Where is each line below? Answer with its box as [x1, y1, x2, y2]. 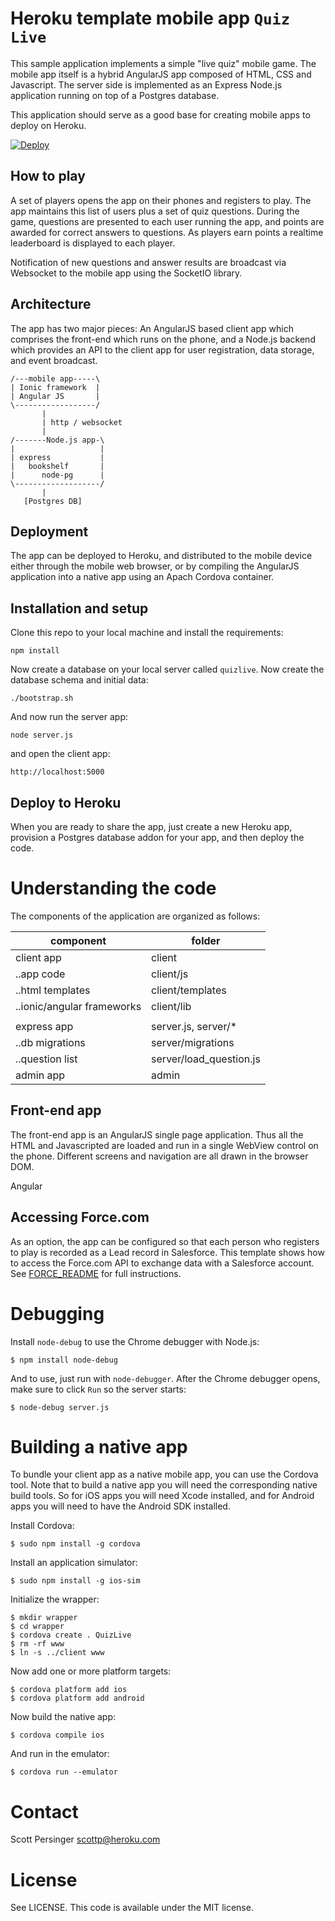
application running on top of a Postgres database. [10, 89, 220, 101]
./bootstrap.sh [10, 693, 74, 704]
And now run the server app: [10, 711, 129, 723]
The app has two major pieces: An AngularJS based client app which [10, 322, 294, 334]
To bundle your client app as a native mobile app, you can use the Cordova [10, 1468, 319, 1481]
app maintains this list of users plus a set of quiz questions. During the [10, 205, 300, 217]
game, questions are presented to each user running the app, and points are [10, 215, 325, 227]
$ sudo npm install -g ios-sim [10, 1576, 141, 1586]
